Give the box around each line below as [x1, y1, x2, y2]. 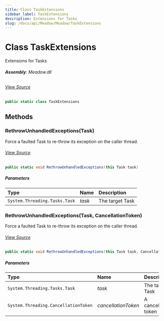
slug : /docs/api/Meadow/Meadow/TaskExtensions [5, 20, 102, 26]
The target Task [98, 197, 135, 204]
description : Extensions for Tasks [5, 16, 78, 21]
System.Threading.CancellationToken [7, 302, 93, 308]
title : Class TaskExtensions [5, 7, 64, 12]
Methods [5, 113, 33, 121]
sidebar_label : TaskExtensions [5, 12, 69, 17]
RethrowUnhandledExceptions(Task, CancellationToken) [5, 212, 143, 219]
